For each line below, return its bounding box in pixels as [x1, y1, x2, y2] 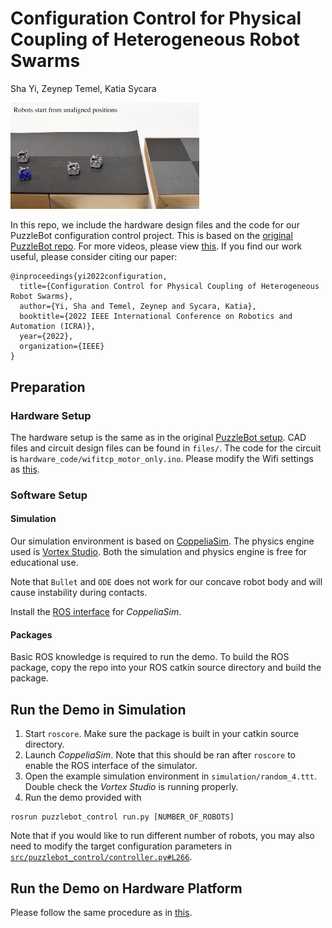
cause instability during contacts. [10, 587, 148, 599]
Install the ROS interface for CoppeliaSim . [10, 606, 182, 618]
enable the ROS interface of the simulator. [24, 760, 198, 772]
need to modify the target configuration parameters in [10, 840, 233, 852]
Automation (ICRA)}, [10, 322, 97, 332]
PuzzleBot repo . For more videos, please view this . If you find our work [10, 240, 303, 252]
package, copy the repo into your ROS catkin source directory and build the [10, 662, 322, 674]
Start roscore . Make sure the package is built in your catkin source [24, 728, 300, 740]
